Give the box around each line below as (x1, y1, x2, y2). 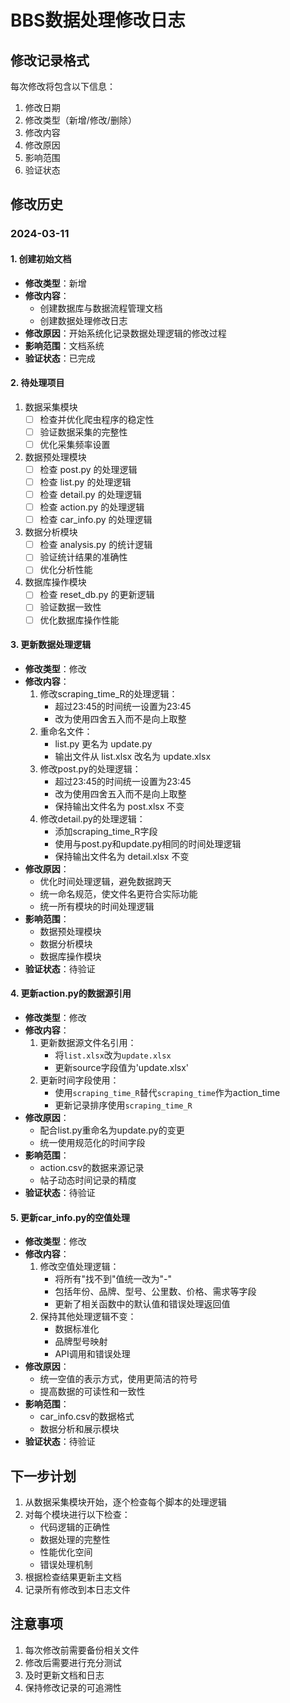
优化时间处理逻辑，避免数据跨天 (39, 875, 172, 887)
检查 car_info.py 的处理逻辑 (39, 514, 153, 526)
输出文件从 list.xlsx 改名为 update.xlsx (54, 750, 212, 762)
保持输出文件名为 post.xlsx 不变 (54, 800, 185, 812)
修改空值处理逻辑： (39, 1261, 120, 1273)
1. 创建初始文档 (10, 252, 72, 265)
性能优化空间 (39, 1546, 93, 1558)
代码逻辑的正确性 (39, 1521, 111, 1533)
